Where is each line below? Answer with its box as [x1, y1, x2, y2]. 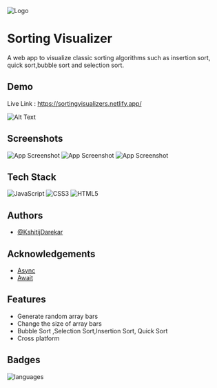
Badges [7, 354, 41, 366]
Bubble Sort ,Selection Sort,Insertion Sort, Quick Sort [17, 326, 168, 335]
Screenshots [7, 133, 63, 145]
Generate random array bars [17, 312, 99, 320]
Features [7, 294, 46, 306]
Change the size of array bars [17, 319, 102, 328]
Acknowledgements [7, 248, 96, 259]
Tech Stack [7, 171, 56, 183]
